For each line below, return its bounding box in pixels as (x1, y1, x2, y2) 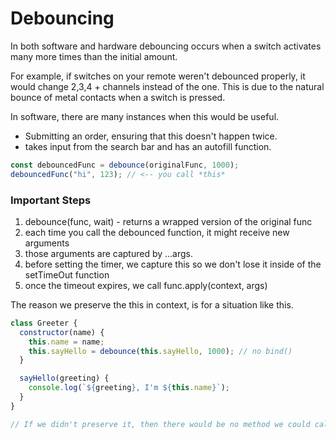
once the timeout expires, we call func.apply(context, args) (24, 279, 268, 291)
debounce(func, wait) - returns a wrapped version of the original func (24, 215, 313, 227)
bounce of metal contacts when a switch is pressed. (10, 91, 226, 103)
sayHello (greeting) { (19, 373, 110, 384)
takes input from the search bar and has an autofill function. (24, 140, 272, 152)
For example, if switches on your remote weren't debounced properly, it (10, 70, 306, 82)
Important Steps (10, 193, 92, 207)
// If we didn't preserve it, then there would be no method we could (10, 419, 311, 429)
